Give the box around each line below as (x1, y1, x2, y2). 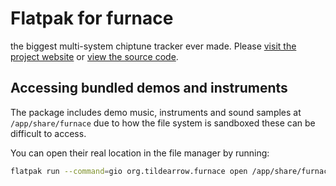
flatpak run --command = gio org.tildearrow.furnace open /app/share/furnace (10, 166, 333, 176)
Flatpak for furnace (10, 7, 174, 30)
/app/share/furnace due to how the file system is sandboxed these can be (10, 117, 316, 129)
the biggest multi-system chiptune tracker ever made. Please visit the (10, 40, 297, 52)
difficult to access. (10, 127, 87, 139)
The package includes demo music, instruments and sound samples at (10, 106, 302, 118)
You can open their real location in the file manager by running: (10, 147, 270, 159)
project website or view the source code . (10, 50, 179, 62)
